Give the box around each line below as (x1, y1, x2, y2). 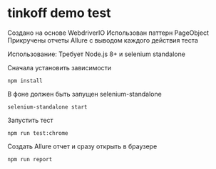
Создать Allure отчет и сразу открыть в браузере (7, 142, 158, 151)
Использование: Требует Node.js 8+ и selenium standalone (7, 50, 185, 58)
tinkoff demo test (7, 5, 112, 21)
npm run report (7, 156, 53, 163)
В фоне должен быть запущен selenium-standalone (7, 89, 162, 98)
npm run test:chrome (7, 129, 69, 136)
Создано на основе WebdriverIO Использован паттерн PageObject (7, 28, 209, 37)
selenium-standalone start (7, 103, 88, 111)
